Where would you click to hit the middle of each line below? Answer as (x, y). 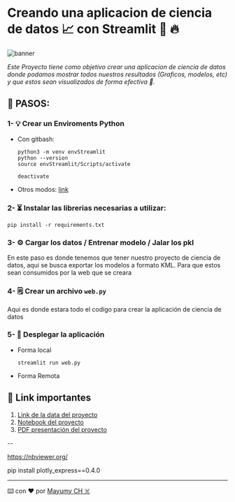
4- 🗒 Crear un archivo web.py (57, 291)
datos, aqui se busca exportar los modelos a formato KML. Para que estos (114, 265)
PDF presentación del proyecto (62, 429)
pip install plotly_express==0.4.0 (54, 470)
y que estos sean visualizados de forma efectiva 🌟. (81, 81)
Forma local (34, 350)
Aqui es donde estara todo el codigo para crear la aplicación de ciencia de (114, 309)
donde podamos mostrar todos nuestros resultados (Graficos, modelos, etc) (117, 74)
